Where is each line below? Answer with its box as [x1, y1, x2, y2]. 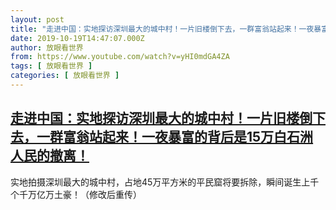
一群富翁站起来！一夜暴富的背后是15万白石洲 [36, 129, 314, 146]
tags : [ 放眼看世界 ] [10, 61, 93, 71]
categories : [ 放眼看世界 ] [10, 71, 120, 81]
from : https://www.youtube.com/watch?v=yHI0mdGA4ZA [10, 52, 230, 62]
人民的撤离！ [10, 147, 90, 165]
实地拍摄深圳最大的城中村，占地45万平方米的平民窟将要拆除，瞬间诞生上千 [10, 176, 320, 188]
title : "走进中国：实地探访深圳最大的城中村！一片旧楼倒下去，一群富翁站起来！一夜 [10, 24, 315, 34]
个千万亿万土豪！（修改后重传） [10, 188, 142, 200]
